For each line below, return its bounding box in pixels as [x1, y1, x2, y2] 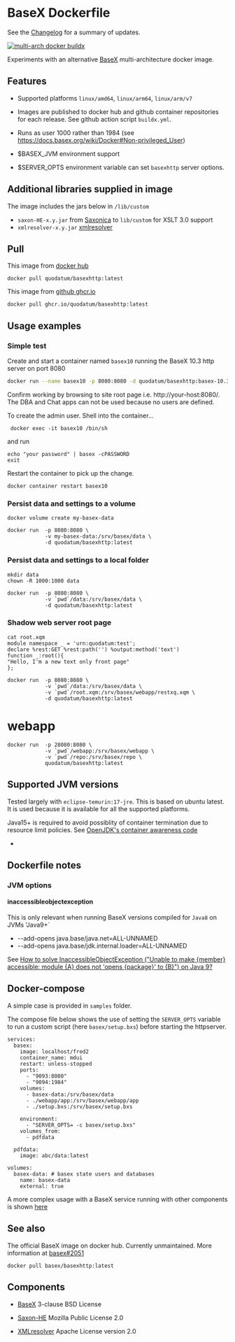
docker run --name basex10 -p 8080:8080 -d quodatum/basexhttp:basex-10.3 [7, 378, 230, 385]
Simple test [7, 341, 47, 350]
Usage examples [7, 320, 82, 331]
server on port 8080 [7, 364, 66, 373]
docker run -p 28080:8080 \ [7, 741, 92, 748]
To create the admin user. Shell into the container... [7, 411, 154, 420]
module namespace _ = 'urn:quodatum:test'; [7, 640, 136, 647]
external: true [20, 1183, 64, 1190]
